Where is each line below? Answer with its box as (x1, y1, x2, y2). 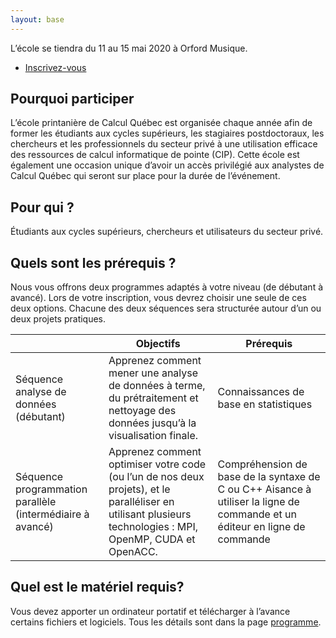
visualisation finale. (108, 429, 199, 443)
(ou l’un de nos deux (108, 470, 205, 484)
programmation (15, 482, 88, 496)
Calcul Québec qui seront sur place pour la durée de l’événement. (10, 170, 281, 182)
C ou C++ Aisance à (217, 482, 312, 496)
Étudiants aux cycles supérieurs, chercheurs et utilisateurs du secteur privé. (10, 226, 324, 238)
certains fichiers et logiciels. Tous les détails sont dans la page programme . (10, 616, 322, 628)
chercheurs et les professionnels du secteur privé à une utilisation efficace (10, 138, 318, 150)
